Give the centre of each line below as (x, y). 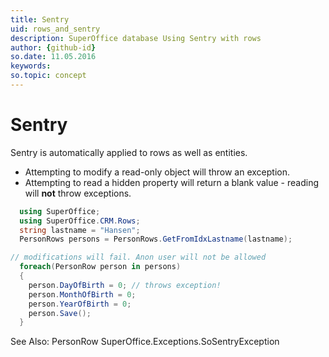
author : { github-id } (53, 47)
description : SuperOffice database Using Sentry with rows (136, 38)
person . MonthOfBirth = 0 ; (82, 294)
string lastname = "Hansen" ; (80, 230)
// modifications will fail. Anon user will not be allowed (138, 257)
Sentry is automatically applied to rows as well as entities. (129, 152)
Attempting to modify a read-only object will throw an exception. (157, 172)
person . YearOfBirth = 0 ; (80, 304)
